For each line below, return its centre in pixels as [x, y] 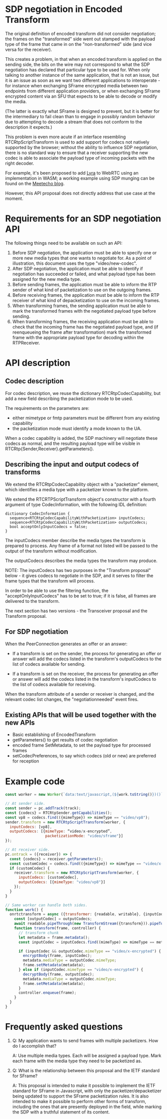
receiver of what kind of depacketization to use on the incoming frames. [86, 300]
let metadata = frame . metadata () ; [54, 937]
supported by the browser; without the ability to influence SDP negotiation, [82, 147]
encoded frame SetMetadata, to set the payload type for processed [82, 745]
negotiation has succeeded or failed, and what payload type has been [84, 274]
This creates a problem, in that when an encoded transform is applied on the [83, 59]
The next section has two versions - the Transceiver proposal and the [76, 611]
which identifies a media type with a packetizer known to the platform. [77, 489]
